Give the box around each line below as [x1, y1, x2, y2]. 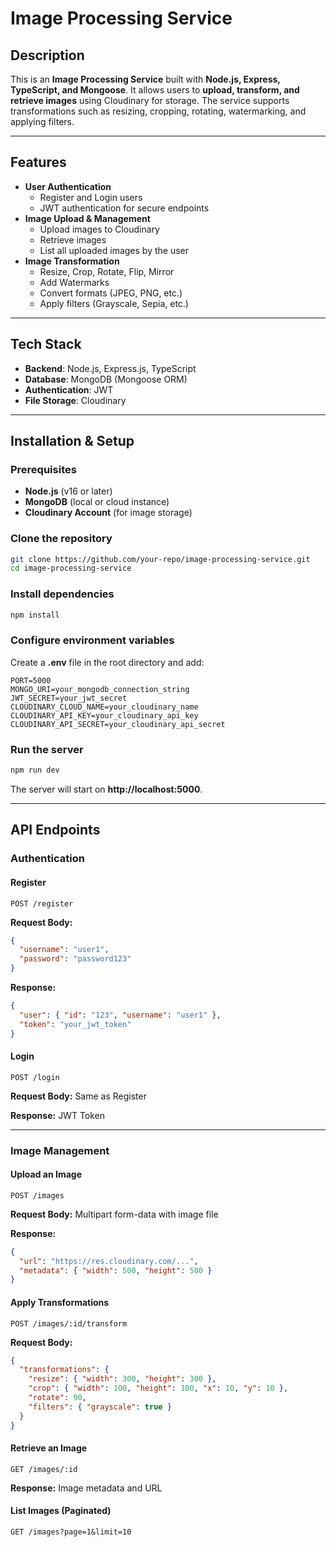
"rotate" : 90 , [28, 1393, 87, 1403]
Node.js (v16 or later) [24, 485, 113, 497]
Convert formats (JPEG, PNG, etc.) [39, 287, 183, 299]
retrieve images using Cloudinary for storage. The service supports [10, 95, 290, 106]
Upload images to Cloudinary [39, 223, 160, 235]
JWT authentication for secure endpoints [39, 202, 210, 214]
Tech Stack [10, 336, 82, 353]
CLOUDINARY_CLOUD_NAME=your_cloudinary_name [10, 702, 199, 712]
